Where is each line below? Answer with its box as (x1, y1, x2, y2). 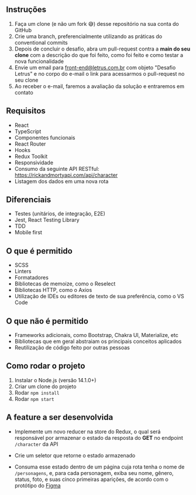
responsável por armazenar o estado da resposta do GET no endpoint (14, 434, 183, 441)
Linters (14, 268, 32, 275)
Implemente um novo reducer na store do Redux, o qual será (14, 428, 161, 435)
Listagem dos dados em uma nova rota (14, 177, 109, 184)
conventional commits (14, 39, 68, 46)
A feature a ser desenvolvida (6, 412, 114, 422)
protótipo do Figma (14, 481, 61, 489)
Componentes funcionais (14, 134, 75, 141)
